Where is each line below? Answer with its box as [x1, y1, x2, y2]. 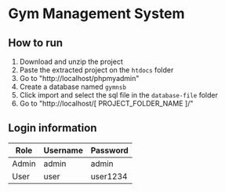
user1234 [90, 171, 128, 182]
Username [43, 145, 84, 156]
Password [90, 145, 129, 156]
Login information [8, 121, 97, 135]
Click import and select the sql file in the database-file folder [19, 90, 218, 99]
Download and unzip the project [19, 57, 123, 66]
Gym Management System [8, 5, 186, 23]
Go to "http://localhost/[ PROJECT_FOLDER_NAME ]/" [19, 99, 194, 108]
